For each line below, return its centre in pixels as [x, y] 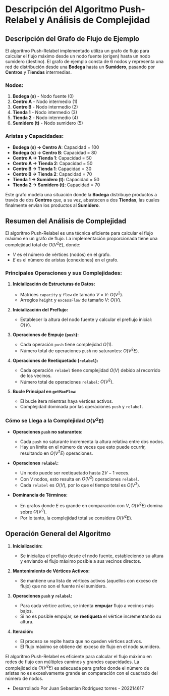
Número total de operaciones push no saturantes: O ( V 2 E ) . [80, 350]
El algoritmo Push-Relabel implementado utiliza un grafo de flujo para [77, 51]
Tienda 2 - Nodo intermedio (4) [45, 118]
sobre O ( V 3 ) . [33, 511]
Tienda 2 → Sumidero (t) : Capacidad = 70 [56, 185]
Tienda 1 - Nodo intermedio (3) [45, 113]
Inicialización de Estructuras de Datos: [54, 284]
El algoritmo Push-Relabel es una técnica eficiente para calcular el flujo [79, 233]
